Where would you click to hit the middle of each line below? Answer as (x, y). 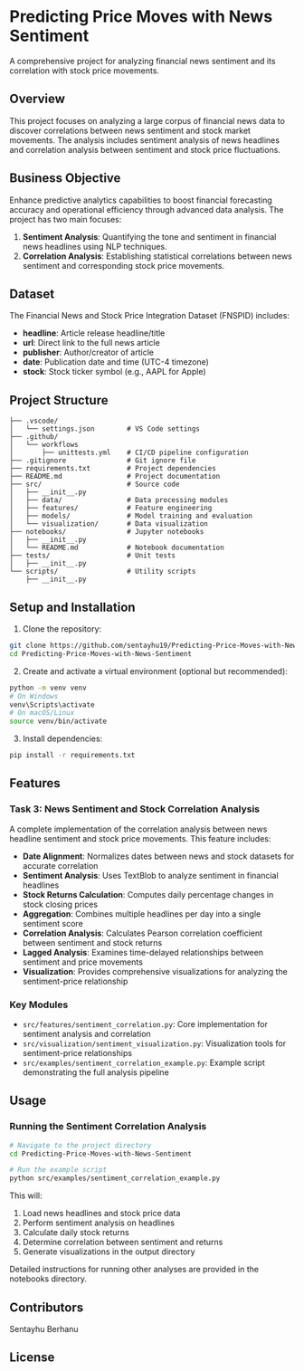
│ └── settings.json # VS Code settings (105, 429)
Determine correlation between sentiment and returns (123, 1242)
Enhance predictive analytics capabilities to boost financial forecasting (141, 200)
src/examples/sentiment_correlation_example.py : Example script (143, 1062)
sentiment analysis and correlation (86, 1033)
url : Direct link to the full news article (91, 343)
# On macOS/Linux (42, 713)
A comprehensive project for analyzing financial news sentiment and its (142, 61)
